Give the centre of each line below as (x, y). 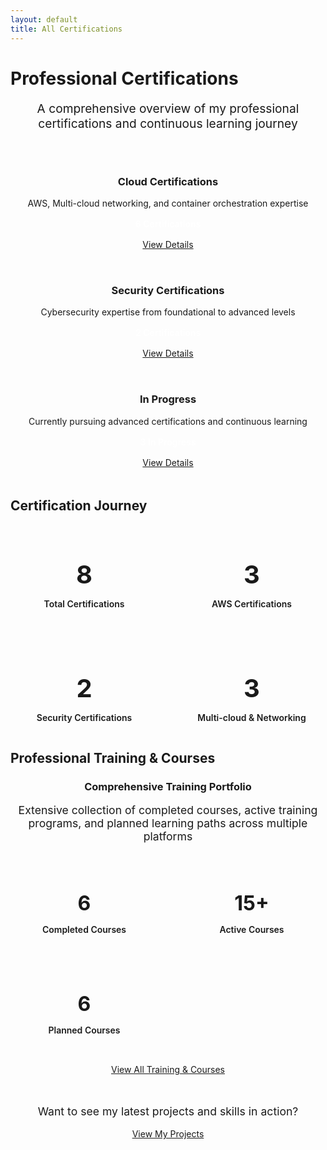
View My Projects (168, 1134)
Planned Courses (84, 1030)
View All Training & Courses (168, 1069)
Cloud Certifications (168, 181)
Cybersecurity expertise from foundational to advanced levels (168, 312)
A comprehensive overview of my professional (168, 108)
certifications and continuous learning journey (168, 123)
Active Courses (252, 929)
